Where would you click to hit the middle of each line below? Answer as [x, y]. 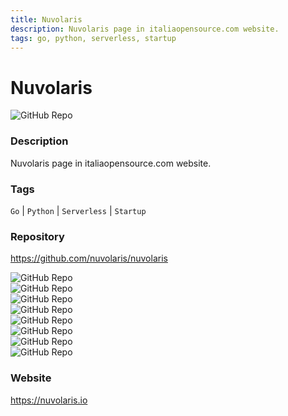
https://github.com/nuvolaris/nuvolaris [89, 258]
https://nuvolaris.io [49, 400]
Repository [37, 236]
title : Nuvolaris [46, 19]
